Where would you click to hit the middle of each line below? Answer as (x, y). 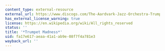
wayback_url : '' (22, 41)
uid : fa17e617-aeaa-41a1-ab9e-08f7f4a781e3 (50, 37)
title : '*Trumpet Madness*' (34, 32)
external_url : (20, 14)
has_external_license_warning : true (42, 18)
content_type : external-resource (39, 9)
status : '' (16, 28)
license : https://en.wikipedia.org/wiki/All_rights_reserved (69, 23)
